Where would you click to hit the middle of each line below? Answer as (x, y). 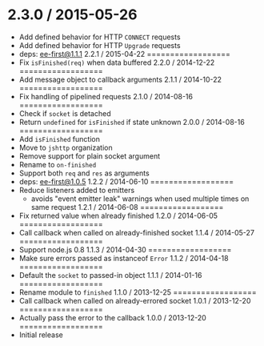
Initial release (41, 335)
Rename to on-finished (58, 164)
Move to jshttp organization (66, 147)
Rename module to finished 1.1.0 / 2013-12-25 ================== (138, 292)
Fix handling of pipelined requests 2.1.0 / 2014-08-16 (106, 96)
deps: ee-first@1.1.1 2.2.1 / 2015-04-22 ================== (125, 54)
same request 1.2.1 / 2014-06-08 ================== (127, 207)
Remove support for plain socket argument (90, 156)
